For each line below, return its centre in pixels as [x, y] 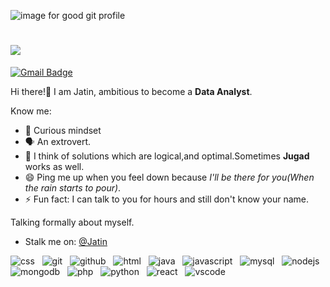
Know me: [31, 111]
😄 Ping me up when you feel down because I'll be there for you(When [169, 177]
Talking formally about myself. [72, 222]
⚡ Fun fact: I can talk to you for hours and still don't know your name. [167, 199]
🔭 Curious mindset [63, 130]
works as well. [54, 166]
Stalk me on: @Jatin [66, 241]
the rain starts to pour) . [73, 187]
